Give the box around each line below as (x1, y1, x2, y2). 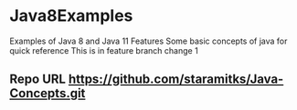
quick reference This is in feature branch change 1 (9, 45, 198, 55)
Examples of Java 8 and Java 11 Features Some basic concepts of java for (9, 35, 288, 46)
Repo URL (9, 72, 67, 87)
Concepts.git (9, 85, 86, 101)
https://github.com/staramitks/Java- (68, 72, 284, 87)
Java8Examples (9, 5, 133, 26)
